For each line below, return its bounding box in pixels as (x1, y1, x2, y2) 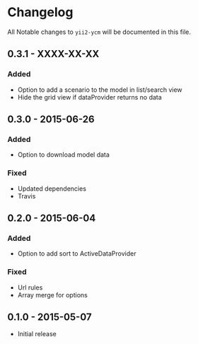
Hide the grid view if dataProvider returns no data (17, 93, 163, 101)
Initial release (17, 330, 57, 338)
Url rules (17, 283, 43, 292)
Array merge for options (17, 290, 88, 299)
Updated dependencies (17, 184, 87, 193)
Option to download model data (17, 150, 110, 159)
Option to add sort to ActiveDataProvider (17, 249, 136, 258)
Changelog (7, 4, 74, 20)
